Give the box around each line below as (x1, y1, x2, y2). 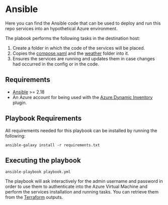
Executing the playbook (5, 156, 81, 164)
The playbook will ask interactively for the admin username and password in (5, 178, 163, 184)
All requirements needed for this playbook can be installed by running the (5, 127, 157, 134)
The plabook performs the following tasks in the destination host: (5, 35, 140, 41)
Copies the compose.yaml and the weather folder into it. (12, 50, 129, 56)
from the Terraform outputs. (5, 194, 63, 200)
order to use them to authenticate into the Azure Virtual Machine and (5, 183, 147, 189)
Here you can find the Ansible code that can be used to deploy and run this (5, 20, 161, 26)
